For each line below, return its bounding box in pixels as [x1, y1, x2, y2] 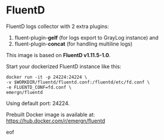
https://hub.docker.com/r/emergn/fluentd [6, 117, 105, 124]
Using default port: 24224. [6, 100, 70, 107]
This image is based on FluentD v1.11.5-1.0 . [6, 51, 111, 58]
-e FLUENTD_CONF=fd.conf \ [6, 84, 72, 90]
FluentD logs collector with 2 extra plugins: [6, 23, 109, 30]
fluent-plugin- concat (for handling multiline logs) [14, 40, 133, 47]
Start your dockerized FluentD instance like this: [6, 62, 121, 70]
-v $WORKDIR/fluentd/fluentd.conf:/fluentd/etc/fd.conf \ [6, 79, 150, 85]
